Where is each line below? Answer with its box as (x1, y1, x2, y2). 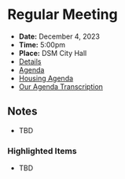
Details (18, 57, 42, 66)
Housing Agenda (18, 73, 74, 83)
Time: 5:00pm (18, 39, 66, 49)
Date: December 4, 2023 (18, 32, 100, 41)
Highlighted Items (7, 145, 77, 156)
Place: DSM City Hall (18, 48, 87, 58)
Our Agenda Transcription (18, 81, 104, 91)
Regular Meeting (7, 6, 119, 24)
